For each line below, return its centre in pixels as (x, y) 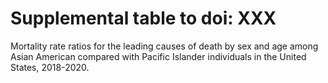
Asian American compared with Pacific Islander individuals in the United (158, 56)
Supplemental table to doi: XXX (143, 18)
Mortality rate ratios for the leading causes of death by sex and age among (164, 46)
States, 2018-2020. (50, 67)
